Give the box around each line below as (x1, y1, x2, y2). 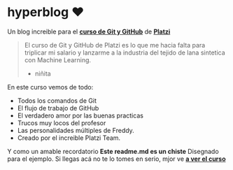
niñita (34, 69, 51, 78)
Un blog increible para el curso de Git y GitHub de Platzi (7, 27, 171, 36)
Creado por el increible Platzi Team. (17, 134, 121, 142)
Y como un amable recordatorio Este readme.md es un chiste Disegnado (7, 147, 219, 155)
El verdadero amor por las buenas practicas (17, 111, 143, 120)
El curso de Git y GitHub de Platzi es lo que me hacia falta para (24, 41, 206, 49)
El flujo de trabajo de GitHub (17, 104, 99, 112)
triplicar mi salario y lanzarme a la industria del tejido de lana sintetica (24, 48, 225, 57)
